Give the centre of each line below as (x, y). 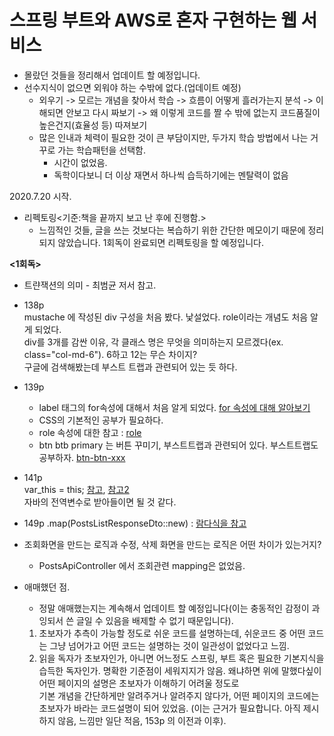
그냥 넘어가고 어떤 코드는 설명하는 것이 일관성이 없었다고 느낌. (169, 645)
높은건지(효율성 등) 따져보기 (93, 125)
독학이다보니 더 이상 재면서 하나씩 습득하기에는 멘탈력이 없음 (171, 175)
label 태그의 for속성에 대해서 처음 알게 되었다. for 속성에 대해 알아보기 (174, 407)
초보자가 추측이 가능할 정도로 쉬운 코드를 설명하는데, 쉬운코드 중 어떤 (172, 633)
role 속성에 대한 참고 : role (90, 432)
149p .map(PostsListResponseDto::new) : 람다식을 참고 (135, 523)
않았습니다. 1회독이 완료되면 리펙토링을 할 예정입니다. (160, 242)
